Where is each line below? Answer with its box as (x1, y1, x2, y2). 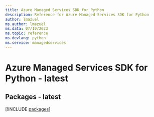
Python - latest (5, 73, 69, 84)
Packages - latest (5, 93, 61, 101)
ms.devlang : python (5, 36, 46, 41)
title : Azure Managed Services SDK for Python (5, 7, 104, 13)
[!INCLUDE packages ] (5, 106, 51, 112)
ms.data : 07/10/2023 (5, 26, 49, 31)
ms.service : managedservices (5, 40, 66, 45)
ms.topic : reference (5, 31, 49, 36)
